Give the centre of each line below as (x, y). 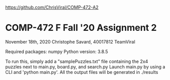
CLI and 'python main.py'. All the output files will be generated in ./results (82, 72)
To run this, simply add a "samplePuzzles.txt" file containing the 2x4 (77, 61)
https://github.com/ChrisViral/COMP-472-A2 (52, 7)
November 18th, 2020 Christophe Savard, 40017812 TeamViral (70, 42)
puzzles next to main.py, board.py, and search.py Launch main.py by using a (85, 67)
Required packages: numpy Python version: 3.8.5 (57, 51)
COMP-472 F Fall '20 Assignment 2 (81, 28)
